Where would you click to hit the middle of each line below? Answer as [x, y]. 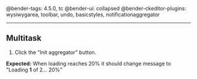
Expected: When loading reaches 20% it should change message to [89, 63]
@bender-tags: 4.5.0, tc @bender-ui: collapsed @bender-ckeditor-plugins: [96, 8]
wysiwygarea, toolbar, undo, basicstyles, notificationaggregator [83, 15]
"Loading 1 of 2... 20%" [34, 70]
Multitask [24, 38]
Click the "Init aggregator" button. [55, 52]
